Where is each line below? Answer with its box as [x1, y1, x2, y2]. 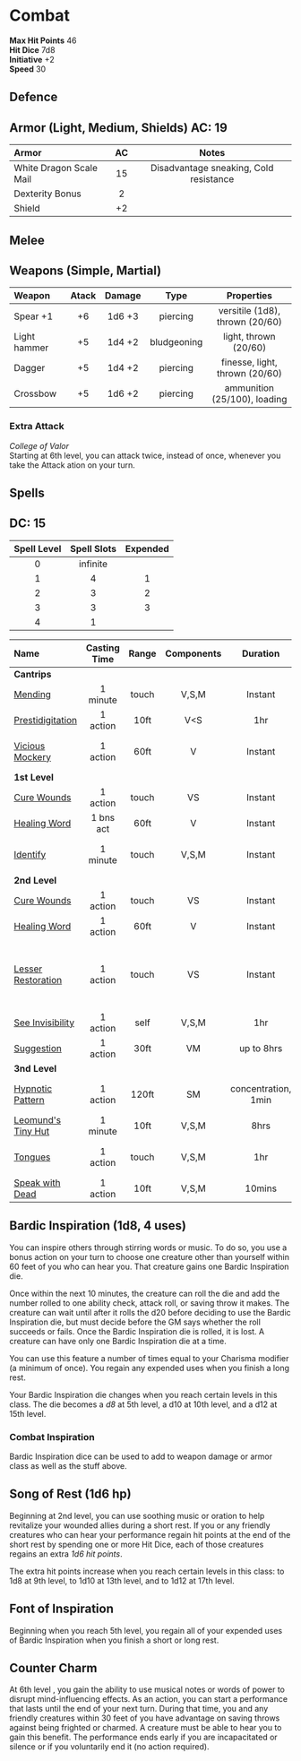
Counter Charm [9, 1660, 98, 1676]
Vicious [13, 739, 46, 752]
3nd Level [13, 1062, 57, 1075]
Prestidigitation [13, 713, 78, 726]
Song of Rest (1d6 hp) [9, 1487, 132, 1502]
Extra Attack [9, 420, 64, 433]
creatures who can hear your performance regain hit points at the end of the [9, 1529, 291, 1540]
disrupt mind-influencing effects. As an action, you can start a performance [9, 1694, 288, 1705]
